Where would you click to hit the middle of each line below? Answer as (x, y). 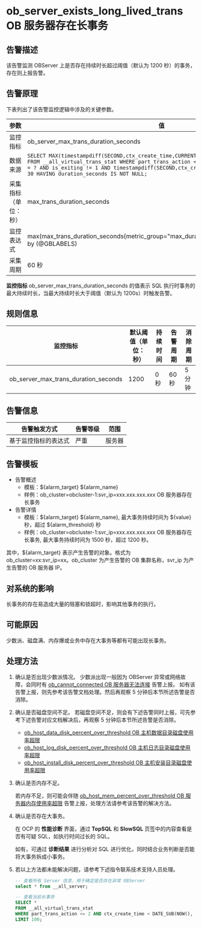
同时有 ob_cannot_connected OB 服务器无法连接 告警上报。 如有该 (113, 684)
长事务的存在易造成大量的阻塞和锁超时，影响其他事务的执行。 (83, 604)
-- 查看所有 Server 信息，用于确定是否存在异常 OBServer (80, 880)
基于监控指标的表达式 (40, 441)
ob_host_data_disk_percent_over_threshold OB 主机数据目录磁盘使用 (109, 733)
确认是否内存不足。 (39, 782)
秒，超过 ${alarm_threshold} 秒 (62, 525)
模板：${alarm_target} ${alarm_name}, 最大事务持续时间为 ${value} (108, 517)
